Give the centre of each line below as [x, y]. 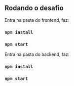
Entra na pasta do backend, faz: [37, 54]
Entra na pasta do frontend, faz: [37, 20]
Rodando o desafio [34, 8]
